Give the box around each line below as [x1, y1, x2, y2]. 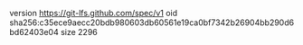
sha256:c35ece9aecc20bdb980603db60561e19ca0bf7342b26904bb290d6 [9, 17, 295, 28]
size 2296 [60, 27, 98, 37]
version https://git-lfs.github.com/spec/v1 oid [9, 8, 178, 18]
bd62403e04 [9, 27, 59, 37]
